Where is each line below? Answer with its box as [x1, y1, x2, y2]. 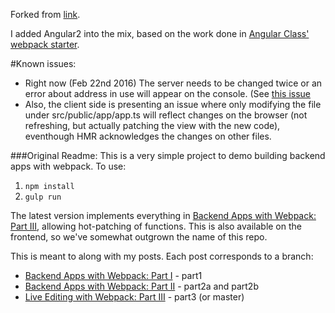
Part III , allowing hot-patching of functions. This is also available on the [10, 220, 302, 232]
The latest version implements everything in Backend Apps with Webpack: [10, 210, 317, 221]
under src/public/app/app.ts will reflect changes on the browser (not [24, 109, 308, 121]
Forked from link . [10, 9, 81, 20]
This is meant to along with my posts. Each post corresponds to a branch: [10, 250, 314, 262]
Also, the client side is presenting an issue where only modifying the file [24, 99, 322, 110]
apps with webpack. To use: [10, 160, 127, 172]
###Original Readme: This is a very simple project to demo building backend [10, 150, 326, 161]
